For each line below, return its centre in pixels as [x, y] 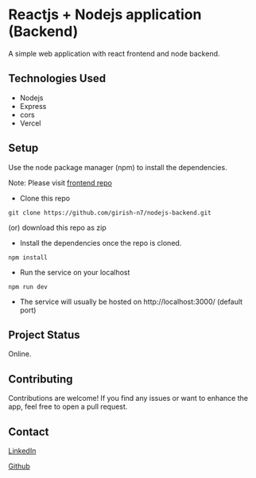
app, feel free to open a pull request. [68, 406]
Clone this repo [45, 198]
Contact [29, 431]
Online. [20, 354]
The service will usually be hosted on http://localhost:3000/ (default [131, 301]
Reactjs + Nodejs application [105, 15]
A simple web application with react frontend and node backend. [114, 53]
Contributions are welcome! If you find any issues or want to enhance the [128, 398]
